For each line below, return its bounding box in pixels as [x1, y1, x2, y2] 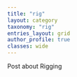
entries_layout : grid [7, 29, 71, 37]
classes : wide [7, 43, 49, 50]
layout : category [7, 17, 58, 24]
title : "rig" [7, 10, 45, 17]
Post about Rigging [7, 62, 62, 70]
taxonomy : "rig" [7, 23, 55, 30]
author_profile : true [7, 36, 71, 43]
